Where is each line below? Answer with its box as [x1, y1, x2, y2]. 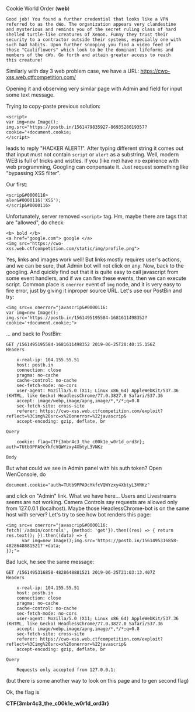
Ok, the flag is [6, 689, 40, 696]
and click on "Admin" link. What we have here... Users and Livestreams [6, 492, 177, 499]
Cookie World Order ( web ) [6, 5, 70, 12]
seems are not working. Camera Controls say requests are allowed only [6, 499, 178, 505]
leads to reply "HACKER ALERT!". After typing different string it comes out [6, 145, 184, 152]
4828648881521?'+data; [6, 543, 61, 549]
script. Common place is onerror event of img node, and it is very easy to [6, 281, 182, 287]
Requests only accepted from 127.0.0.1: [16, 667, 116, 673]
